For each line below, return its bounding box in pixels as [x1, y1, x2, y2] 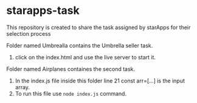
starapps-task [6, 4, 80, 18]
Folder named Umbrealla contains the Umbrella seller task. [6, 42, 153, 49]
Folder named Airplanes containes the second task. [6, 65, 136, 73]
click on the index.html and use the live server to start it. [15, 53, 156, 61]
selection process [6, 30, 51, 37]
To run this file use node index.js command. [15, 90, 126, 97]
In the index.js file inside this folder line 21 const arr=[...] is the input [15, 77, 185, 84]
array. [15, 83, 30, 91]
